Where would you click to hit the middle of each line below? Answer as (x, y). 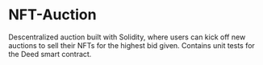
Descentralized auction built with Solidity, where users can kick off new (127, 37)
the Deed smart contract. (50, 54)
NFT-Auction (52, 15)
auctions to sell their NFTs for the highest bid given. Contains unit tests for (132, 45)
